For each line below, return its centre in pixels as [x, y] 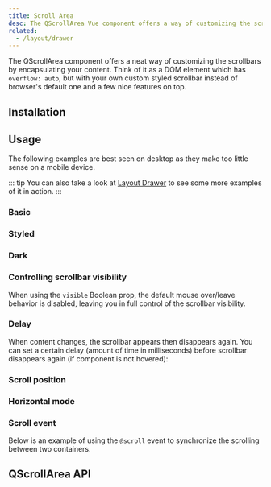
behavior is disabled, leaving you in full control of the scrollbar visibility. [127, 303]
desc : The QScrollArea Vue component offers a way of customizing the [129, 23]
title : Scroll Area [41, 16]
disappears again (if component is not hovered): [88, 358]
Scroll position [37, 379]
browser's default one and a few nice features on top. [98, 87]
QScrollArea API [50, 475]
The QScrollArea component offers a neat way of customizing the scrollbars [135, 61]
